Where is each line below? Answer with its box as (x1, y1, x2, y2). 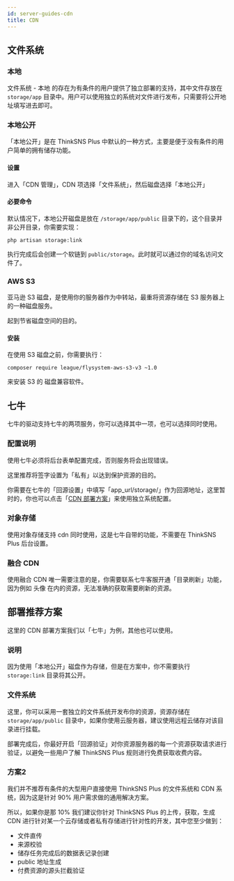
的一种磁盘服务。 (7, 302, 56, 310)
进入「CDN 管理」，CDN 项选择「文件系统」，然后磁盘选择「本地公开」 (7, 180, 209, 189)
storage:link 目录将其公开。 (7, 671, 89, 679)
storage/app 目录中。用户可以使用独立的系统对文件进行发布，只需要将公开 (7, 93, 221, 101)
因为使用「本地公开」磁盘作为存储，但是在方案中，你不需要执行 (7, 662, 190, 671)
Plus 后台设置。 (7, 539, 52, 547)
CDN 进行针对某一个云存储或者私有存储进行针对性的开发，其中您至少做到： (7, 816, 224, 825)
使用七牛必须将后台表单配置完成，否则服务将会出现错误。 (7, 456, 172, 464)
